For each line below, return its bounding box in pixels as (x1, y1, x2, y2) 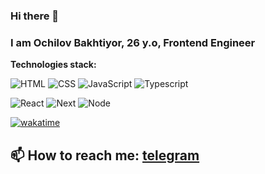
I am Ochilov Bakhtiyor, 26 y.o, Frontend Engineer (10, 35, 256, 49)
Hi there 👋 (10, 9, 60, 23)
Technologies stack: (10, 59, 97, 71)
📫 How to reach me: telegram (10, 147, 200, 164)
